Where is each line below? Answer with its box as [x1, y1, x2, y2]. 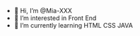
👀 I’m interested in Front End [13, 14, 97, 22]
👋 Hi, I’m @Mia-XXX [13, 7, 73, 15]
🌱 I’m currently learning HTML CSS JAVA [13, 21, 133, 29]
